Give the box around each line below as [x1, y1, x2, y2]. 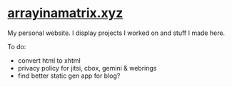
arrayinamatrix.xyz [7, 5, 123, 21]
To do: [7, 42, 26, 51]
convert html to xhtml [17, 56, 81, 65]
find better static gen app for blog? [17, 71, 121, 80]
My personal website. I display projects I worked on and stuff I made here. [7, 29, 226, 37]
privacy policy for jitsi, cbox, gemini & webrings [17, 63, 157, 72]
